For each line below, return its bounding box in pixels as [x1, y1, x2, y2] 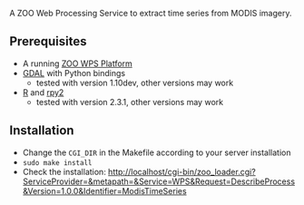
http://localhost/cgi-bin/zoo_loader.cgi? [107, 166, 256, 177]
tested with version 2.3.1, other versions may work [35, 96, 224, 107]
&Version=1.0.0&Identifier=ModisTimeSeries [22, 185, 188, 196]
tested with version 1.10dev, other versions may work [35, 77, 234, 88]
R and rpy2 [22, 86, 64, 98]
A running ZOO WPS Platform [22, 58, 133, 69]
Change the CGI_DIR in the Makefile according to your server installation [22, 147, 291, 158]
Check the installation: [22, 166, 106, 177]
